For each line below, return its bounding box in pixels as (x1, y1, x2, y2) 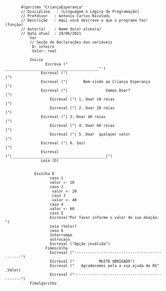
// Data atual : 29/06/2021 (20, 31, 81, 36)
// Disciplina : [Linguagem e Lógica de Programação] (20, 9, 140, 14)
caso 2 (49, 184, 64, 189)
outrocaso (49, 237, 70, 242)
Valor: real (31, 49, 57, 54)
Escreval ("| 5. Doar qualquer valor (49, 132, 131, 137)
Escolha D (34, 171, 55, 176)
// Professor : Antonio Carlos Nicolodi (20, 14, 111, 19)
